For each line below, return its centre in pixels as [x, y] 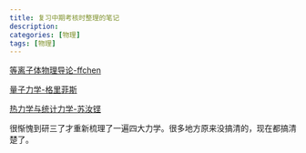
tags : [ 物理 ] [33, 43]
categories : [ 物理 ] [45, 35]
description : [34, 26]
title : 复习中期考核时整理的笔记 [65, 18]
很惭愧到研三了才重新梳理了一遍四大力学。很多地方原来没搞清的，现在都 [145, 128]
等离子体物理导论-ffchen [56, 70]
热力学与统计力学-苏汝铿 [56, 109]
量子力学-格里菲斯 [43, 90]
